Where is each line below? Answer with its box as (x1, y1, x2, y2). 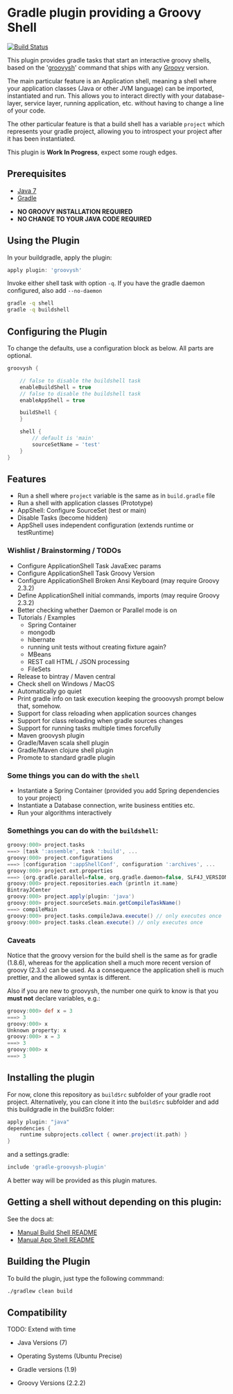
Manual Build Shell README (17, 1228, 98, 1236)
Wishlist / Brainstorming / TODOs (7, 546, 121, 556)
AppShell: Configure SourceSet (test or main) (17, 507, 147, 515)
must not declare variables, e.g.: (7, 994, 101, 1002)
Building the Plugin (7, 1256, 91, 1268)
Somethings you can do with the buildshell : (7, 826, 159, 835)
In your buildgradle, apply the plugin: (7, 253, 112, 262)
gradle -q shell (7, 300, 54, 307)
